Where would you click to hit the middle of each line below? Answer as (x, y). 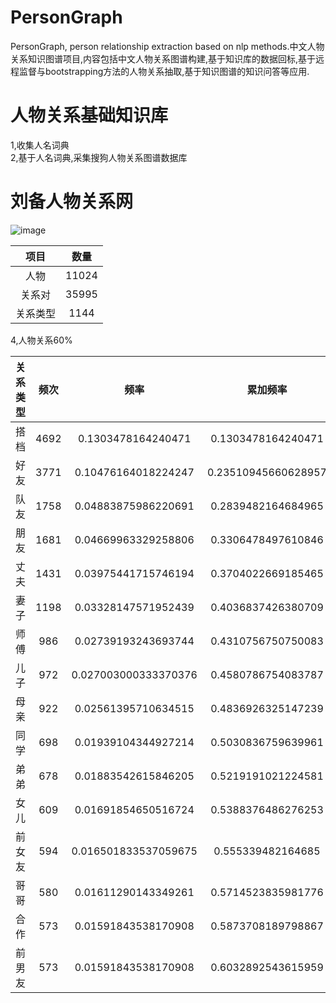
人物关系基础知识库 (89, 115)
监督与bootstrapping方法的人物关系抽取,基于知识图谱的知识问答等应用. (164, 71)
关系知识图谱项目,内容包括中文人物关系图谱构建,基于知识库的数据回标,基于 (163, 58)
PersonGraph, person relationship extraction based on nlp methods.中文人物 (167, 46)
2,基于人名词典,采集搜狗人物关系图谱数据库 (99, 157)
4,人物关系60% (41, 340)
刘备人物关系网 (72, 202)
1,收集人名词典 (40, 145)
